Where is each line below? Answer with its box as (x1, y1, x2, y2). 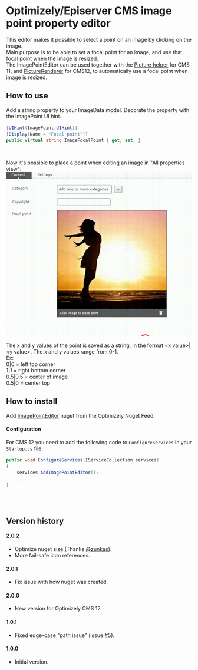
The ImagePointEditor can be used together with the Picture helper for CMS (6, 61, 190, 68)
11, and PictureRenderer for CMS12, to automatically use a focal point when (6, 67, 189, 74)
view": (6, 166, 22, 173)
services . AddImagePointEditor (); (16, 470, 99, 476)
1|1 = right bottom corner (6, 367, 66, 374)
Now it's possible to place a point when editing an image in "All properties (6, 159, 185, 166)
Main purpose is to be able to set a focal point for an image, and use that (6, 48, 183, 55)
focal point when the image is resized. (6, 55, 98, 62)
